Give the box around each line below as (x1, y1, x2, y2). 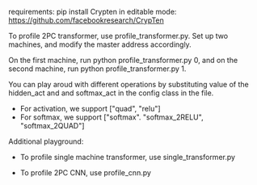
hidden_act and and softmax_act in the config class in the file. (8, 88, 214, 98)
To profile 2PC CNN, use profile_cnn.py (19, 168, 152, 177)
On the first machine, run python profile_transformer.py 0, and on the (8, 56, 238, 65)
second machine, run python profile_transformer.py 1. (8, 64, 187, 74)
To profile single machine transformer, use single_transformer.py (19, 153, 236, 162)
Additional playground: (8, 137, 84, 146)
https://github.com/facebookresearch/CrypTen (8, 15, 164, 25)
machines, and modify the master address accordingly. (8, 40, 192, 49)
